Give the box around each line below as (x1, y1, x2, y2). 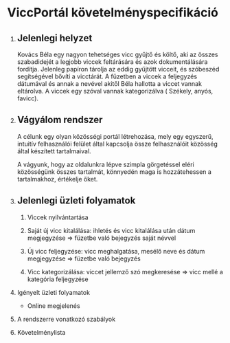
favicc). (16, 94, 39, 102)
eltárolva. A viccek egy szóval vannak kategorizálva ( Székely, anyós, (16, 87, 214, 95)
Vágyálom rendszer (16, 114, 103, 126)
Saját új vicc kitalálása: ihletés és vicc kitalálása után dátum (27, 226, 196, 234)
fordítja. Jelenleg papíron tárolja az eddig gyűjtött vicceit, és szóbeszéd (16, 65, 220, 73)
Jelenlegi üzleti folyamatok (16, 195, 136, 207)
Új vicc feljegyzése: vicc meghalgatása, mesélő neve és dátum (27, 247, 205, 255)
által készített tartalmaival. (16, 146, 91, 155)
